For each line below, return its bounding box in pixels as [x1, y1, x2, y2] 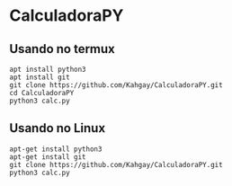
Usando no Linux [9, 120, 106, 136]
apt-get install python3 [9, 145, 103, 154]
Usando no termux [9, 41, 115, 57]
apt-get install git [9, 152, 87, 162]
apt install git [9, 73, 70, 82]
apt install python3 [9, 65, 87, 74]
